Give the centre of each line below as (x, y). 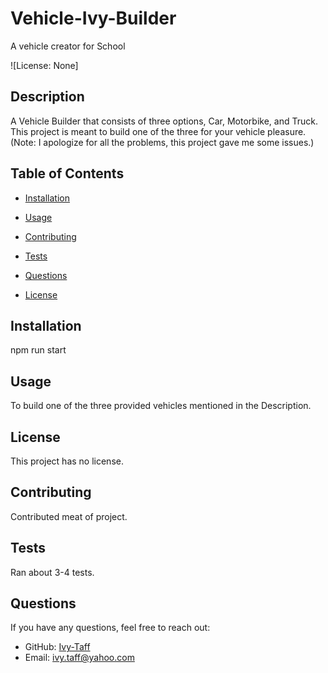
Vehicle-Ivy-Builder (93, 18)
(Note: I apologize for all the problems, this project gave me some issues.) (162, 142)
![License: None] (44, 65)
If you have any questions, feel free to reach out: (110, 628)
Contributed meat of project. (69, 516)
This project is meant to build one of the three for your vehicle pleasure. (158, 131)
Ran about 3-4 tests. (52, 572)
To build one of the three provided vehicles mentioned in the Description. (161, 406)
